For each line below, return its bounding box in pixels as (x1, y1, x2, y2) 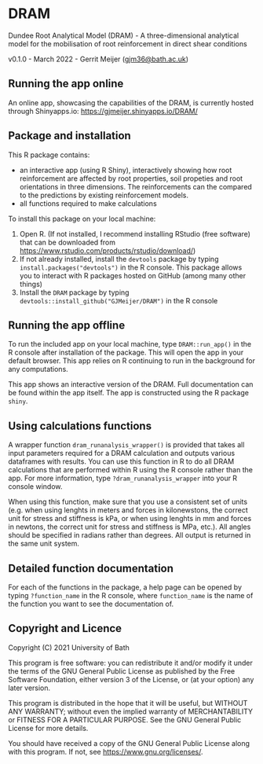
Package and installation (8, 129, 131, 142)
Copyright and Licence (8, 622, 122, 635)
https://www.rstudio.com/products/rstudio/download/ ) (19, 245, 196, 255)
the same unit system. (8, 539, 80, 549)
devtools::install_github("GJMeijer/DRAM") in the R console (19, 296, 218, 305)
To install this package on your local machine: (8, 214, 156, 223)
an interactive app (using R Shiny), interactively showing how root (19, 165, 232, 174)
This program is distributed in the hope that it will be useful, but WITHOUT (8, 698, 248, 707)
